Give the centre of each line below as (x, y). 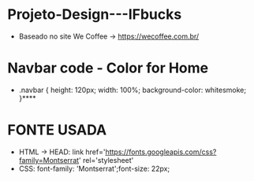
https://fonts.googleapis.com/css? (161, 152)
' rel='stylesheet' (106, 160)
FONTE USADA (57, 130)
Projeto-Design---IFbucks (95, 15)
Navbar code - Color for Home (108, 68)
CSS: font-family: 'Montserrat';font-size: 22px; (94, 168)
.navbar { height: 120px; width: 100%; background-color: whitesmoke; (132, 90)
